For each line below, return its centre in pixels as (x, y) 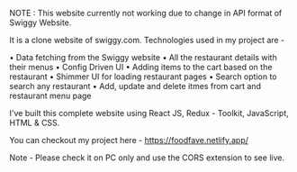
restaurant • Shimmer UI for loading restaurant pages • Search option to (143, 77)
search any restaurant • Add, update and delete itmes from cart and (135, 86)
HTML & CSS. (35, 122)
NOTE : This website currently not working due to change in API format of (146, 13)
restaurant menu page (50, 95)
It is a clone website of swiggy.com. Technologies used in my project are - (147, 40)
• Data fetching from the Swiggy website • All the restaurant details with (143, 57)
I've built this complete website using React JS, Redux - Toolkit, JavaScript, (149, 113)
